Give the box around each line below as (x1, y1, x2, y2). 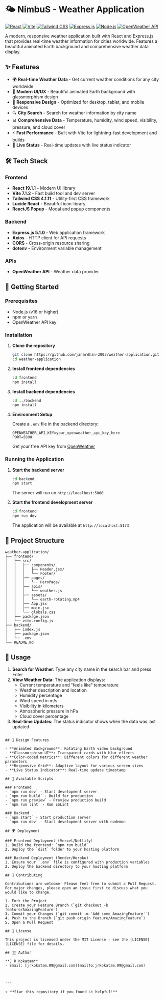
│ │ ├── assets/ (5, 593, 47, 598)
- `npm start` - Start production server (5, 815, 91, 820)
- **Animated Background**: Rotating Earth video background (5, 746, 133, 751)
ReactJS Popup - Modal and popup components (12, 206, 111, 212)
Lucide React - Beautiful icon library (12, 201, 86, 207)
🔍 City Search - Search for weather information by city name (12, 110, 137, 115)
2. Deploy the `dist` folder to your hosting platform (5, 847, 119, 852)
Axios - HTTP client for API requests (12, 234, 87, 241)
